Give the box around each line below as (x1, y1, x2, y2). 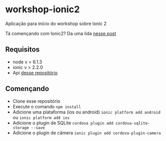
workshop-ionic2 (5, 4, 80, 15)
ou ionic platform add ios (12, 114, 70, 121)
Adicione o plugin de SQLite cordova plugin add (12, 120, 114, 126)
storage (12, 125, 29, 130)
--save (31, 125, 45, 130)
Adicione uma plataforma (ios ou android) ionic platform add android (12, 109, 161, 115)
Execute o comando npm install (12, 103, 81, 109)
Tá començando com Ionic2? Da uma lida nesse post (5, 30, 116, 36)
